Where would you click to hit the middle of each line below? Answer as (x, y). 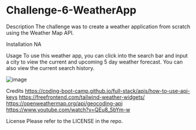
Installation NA (24, 44)
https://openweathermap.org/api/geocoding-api (64, 103)
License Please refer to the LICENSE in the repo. (65, 121)
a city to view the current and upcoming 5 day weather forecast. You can (94, 62)
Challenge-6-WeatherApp (71, 10)
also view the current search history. (50, 68)
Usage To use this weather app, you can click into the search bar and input (97, 55)
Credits (15, 91)
